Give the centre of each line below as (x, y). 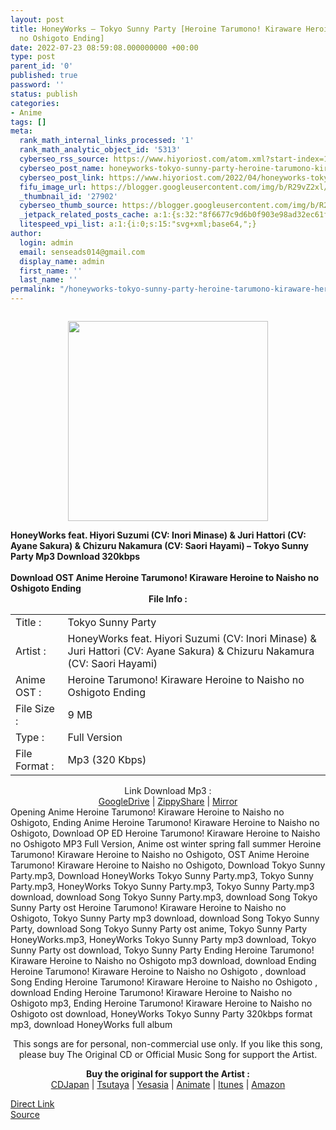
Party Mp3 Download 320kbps (75, 556)
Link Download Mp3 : (168, 790)
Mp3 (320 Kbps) (107, 759)
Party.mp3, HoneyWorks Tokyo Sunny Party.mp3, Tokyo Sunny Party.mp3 (162, 886)
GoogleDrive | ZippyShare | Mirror (168, 801)
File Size (35, 708)
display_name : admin (62, 261)
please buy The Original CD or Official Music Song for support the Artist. (168, 1054)
